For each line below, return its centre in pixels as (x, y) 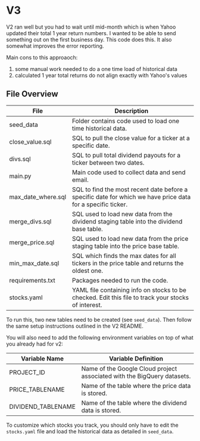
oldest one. (87, 271)
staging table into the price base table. (126, 246)
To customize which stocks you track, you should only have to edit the (92, 425)
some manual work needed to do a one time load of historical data (96, 69)
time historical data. (99, 128)
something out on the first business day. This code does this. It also (89, 39)
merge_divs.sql (30, 221)
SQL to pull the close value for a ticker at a (131, 138)
